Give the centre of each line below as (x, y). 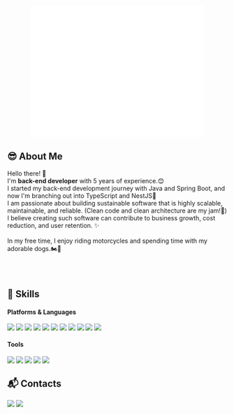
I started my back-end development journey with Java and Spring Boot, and (116, 188)
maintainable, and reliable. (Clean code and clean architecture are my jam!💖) (117, 210)
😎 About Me (35, 156)
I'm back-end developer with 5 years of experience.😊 (86, 180)
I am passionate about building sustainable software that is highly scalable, (115, 203)
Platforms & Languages (42, 312)
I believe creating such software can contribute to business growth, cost (111, 217)
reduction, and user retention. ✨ (53, 225)
